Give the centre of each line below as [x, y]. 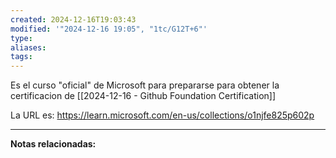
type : [21, 38]
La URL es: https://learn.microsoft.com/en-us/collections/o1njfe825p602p [162, 115]
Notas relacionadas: [53, 144]
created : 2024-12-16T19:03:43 [73, 19]
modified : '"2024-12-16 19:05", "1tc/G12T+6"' [109, 29]
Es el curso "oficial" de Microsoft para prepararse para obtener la [145, 85]
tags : [21, 57]
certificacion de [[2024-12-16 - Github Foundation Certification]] [143, 96]
